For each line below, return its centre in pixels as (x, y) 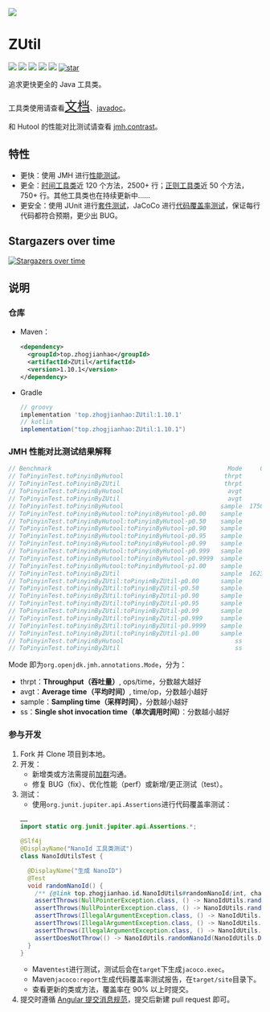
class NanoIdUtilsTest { (61, 857)
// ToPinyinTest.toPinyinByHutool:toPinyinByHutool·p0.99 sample (125, 544)
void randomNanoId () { (65, 886)
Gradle (31, 392)
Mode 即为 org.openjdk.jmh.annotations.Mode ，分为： (98, 664)
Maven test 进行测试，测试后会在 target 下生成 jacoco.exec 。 (130, 969)
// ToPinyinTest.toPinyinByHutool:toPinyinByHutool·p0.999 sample (125, 551)
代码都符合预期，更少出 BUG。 (71, 215)
